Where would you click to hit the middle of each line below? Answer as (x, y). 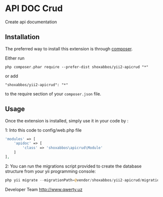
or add (12, 76)
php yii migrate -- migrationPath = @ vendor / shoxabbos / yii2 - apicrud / (73, 180)
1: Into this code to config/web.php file (43, 130)
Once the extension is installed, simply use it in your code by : (67, 121)
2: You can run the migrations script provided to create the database (73, 166)
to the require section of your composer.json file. (53, 94)
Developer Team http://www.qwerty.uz (44, 189)
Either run (15, 58)
